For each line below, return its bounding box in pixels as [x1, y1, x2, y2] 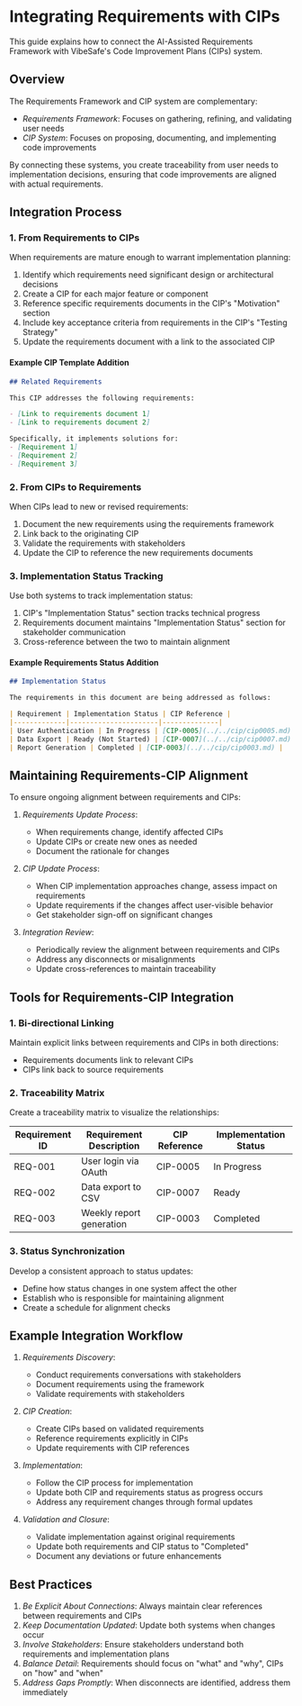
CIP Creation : [22, 1406, 73, 1417]
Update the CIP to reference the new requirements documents [22, 547, 253, 558]
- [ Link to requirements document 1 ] [9, 410, 151, 419]
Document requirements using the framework [35, 1379, 205, 1390]
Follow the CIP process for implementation [35, 1477, 193, 1488]
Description [88, 1139, 140, 1152]
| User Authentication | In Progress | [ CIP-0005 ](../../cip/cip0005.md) [9, 726, 292, 735]
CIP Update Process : [22, 863, 101, 875]
